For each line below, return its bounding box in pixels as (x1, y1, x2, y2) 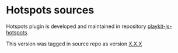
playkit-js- (147, 23, 172, 30)
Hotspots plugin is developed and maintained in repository (6, 23, 146, 30)
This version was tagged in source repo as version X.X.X (6, 40, 142, 47)
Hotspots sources (6, 3, 95, 17)
